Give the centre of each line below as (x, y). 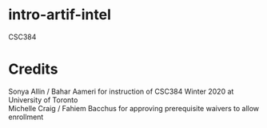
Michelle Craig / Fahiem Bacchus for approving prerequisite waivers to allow (134, 108)
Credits (33, 69)
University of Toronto (43, 100)
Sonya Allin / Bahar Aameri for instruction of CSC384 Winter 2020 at (121, 91)
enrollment (26, 117)
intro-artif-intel (60, 15)
